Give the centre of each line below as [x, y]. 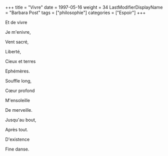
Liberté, [13, 52]
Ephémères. [18, 71]
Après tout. [17, 130]
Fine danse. [17, 149]
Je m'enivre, [18, 32]
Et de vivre [16, 22]
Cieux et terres [21, 61]
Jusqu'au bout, [21, 120]
